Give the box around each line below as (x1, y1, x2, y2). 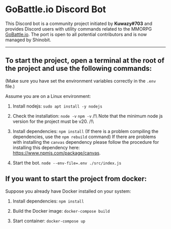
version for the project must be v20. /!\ (12, 118, 94, 124)
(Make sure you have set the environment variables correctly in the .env (5, 78, 156, 84)
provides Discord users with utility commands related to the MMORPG (5, 26, 152, 32)
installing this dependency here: (12, 144, 80, 150)
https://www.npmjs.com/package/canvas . (12, 149, 101, 156)
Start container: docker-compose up (12, 218, 85, 224)
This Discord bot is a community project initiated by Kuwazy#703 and (5, 20, 153, 27)
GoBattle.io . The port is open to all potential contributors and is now (5, 31, 147, 37)
